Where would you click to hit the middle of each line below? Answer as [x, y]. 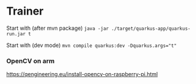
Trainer [25, 11]
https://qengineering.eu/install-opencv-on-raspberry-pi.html [82, 74]
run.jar [16, 34]
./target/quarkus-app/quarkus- [151, 29]
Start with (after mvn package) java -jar [58, 28]
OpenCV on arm [30, 61]
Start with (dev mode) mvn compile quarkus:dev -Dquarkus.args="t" [92, 45]
